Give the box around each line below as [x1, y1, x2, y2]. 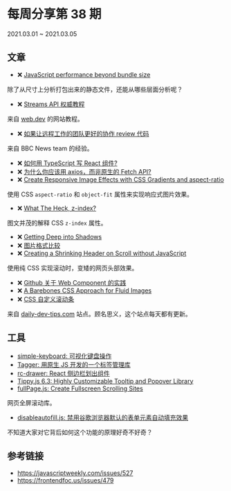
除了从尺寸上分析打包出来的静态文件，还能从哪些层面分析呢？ [7, 85, 183, 94]
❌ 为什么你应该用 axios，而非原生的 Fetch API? [17, 167, 151, 175]
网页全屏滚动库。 [7, 398, 56, 406]
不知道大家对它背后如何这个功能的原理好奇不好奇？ [7, 428, 153, 436]
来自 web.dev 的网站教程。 [7, 114, 84, 123]
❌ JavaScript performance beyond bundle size [17, 70, 151, 78]
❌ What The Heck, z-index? [17, 204, 97, 212]
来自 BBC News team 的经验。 [7, 144, 93, 153]
